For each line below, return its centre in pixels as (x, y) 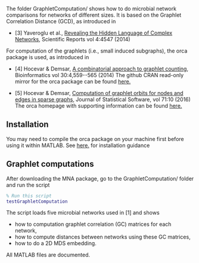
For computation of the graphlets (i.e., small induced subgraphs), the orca (97, 51)
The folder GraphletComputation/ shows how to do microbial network (91, 9)
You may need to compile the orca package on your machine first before (95, 139)
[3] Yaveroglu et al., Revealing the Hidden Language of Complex (94, 33)
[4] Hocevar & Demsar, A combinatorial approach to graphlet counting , (102, 69)
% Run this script (29, 196)
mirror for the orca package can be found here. (73, 81)
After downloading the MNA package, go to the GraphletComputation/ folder (100, 178)
